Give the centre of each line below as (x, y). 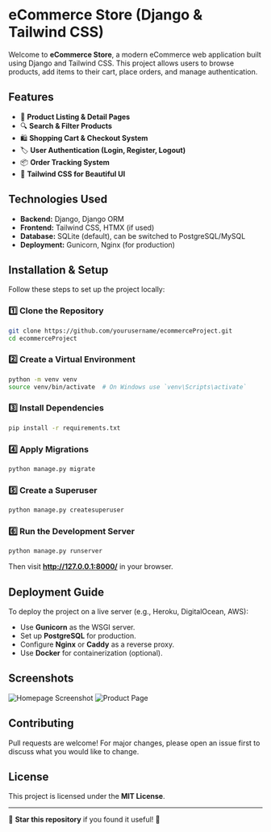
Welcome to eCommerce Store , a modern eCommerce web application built (135, 54)
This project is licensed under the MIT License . (87, 796)
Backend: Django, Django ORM (72, 219)
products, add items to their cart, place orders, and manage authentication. (133, 71)
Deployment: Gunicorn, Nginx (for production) (98, 244)
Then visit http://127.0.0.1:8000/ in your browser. (91, 567)
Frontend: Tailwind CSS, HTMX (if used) (87, 227)
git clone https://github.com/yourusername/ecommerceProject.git (120, 331)
